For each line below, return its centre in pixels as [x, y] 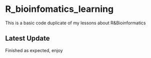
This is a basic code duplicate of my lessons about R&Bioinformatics [75, 23]
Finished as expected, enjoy [34, 50]
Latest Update [27, 38]
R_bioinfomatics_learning [59, 9]
